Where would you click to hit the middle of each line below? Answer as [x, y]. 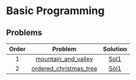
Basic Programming [55, 11]
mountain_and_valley [64, 59]
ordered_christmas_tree [64, 69]
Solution [115, 49]
